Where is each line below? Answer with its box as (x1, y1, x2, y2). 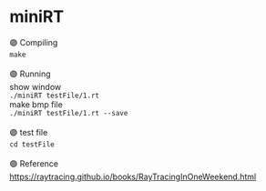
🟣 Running (9, 68, 52, 79)
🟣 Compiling (9, 36, 58, 47)
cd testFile (9, 139, 55, 149)
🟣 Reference (9, 157, 59, 169)
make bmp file (9, 98, 64, 110)
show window (9, 81, 62, 92)
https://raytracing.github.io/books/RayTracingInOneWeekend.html (9, 171, 257, 182)
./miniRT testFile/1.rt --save (9, 108, 128, 117)
